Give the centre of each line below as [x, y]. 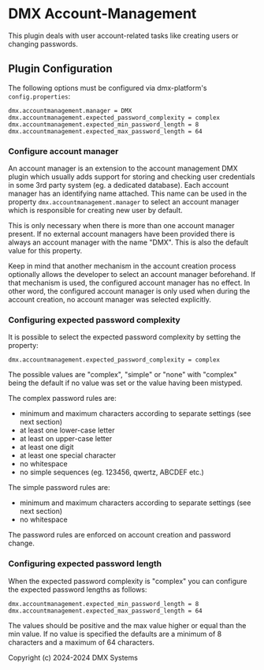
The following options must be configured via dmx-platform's [108, 88]
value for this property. [45, 251]
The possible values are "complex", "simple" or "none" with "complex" [123, 375]
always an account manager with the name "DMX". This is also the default [128, 242]
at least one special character [68, 455]
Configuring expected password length [85, 563]
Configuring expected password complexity [95, 320]
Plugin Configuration [60, 69]
